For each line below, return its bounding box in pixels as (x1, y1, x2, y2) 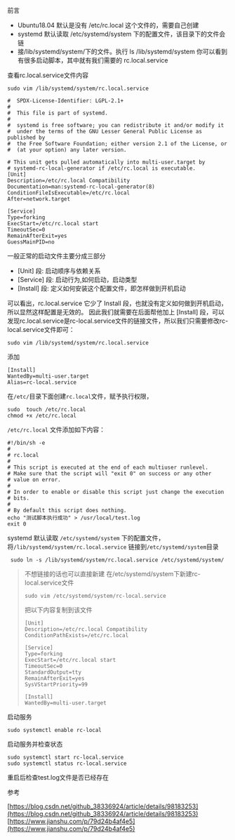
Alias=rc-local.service (7, 379, 77, 386)
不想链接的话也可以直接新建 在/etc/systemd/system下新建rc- (24, 570, 201, 578)
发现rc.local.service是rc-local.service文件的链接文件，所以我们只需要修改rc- (7, 316, 229, 325)
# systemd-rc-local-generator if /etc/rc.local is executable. (7, 165, 196, 172)
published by (7, 134, 46, 141)
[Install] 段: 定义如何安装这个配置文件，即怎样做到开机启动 (17, 284, 186, 293)
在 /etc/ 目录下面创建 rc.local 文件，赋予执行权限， (7, 392, 153, 400)
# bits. (7, 495, 30, 502)
